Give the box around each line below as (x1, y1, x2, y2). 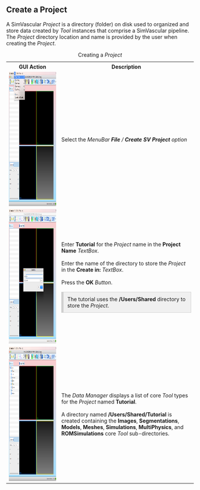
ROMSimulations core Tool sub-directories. (61, 430, 170, 437)
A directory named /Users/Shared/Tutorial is (61, 411, 173, 418)
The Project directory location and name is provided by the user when (6, 33, 177, 41)
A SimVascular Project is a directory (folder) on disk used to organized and (6, 20, 189, 27)
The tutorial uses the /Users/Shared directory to (67, 295, 186, 303)
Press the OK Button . (61, 279, 113, 286)
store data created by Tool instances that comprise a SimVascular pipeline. (6, 27, 189, 34)
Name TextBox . (61, 247, 99, 254)
